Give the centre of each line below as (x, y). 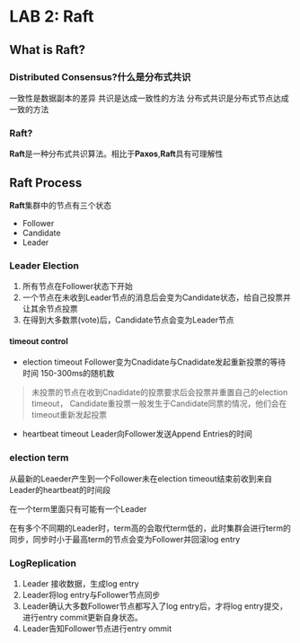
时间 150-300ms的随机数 (68, 374)
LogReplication (43, 563)
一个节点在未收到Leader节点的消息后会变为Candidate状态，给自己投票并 (157, 297)
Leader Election (44, 265)
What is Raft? (47, 50)
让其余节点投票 (50, 309)
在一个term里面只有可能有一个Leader (78, 508)
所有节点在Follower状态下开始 (77, 286)
